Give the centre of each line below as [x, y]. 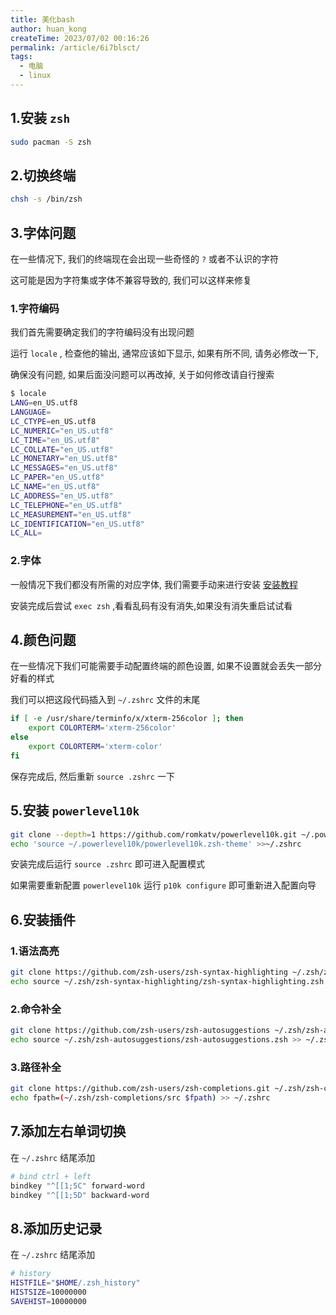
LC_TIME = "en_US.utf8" [55, 440]
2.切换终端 [43, 175]
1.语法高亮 [35, 951]
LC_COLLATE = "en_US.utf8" [62, 449]
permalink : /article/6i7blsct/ [75, 47]
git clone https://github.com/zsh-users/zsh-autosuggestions [140, 1031]
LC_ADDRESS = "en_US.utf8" [62, 496]
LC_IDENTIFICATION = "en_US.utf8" [77, 524]
